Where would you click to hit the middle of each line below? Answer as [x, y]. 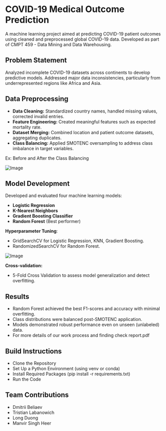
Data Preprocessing [37, 99]
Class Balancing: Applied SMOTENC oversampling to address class [82, 143]
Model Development [38, 184]
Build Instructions [34, 351]
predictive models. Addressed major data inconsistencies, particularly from [83, 78]
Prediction [27, 20]
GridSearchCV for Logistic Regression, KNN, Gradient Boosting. [78, 241]
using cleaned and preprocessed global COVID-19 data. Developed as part [82, 39]
